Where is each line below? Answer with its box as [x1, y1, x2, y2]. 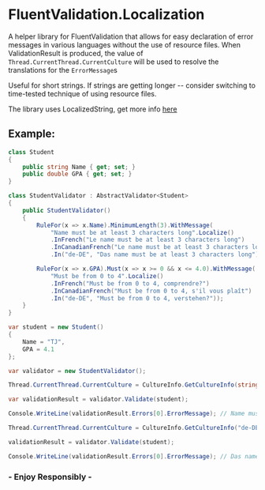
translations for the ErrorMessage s [8, 65, 118, 74]
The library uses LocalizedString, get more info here [8, 104, 177, 114]
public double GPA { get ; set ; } [22, 170, 132, 179]
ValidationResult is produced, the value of [8, 48, 144, 58]
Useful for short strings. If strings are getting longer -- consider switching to [8, 81, 256, 90]
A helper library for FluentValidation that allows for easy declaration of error [8, 32, 254, 41]
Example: [8, 127, 55, 141]
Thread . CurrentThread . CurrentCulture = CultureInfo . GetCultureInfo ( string [8, 381, 259, 389]
